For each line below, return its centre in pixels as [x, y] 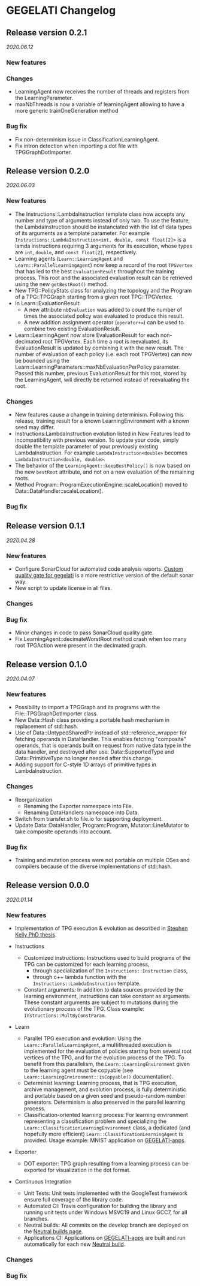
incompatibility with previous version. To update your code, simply [97, 440]
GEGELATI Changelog [61, 10]
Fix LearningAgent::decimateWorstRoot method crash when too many [101, 639]
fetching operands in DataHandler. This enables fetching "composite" [101, 739]
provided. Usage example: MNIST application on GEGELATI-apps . [105, 1140]
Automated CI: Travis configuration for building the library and [100, 1206]
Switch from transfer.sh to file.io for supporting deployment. [89, 818]
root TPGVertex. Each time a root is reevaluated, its [106, 341]
